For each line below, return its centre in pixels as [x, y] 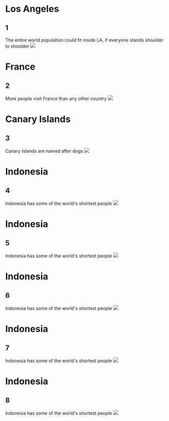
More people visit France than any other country [56, 98]
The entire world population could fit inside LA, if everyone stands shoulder [84, 40]
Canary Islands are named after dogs [44, 151]
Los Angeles [32, 9]
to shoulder [17, 46]
